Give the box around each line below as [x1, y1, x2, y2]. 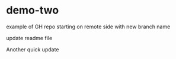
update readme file [6, 34, 53, 41]
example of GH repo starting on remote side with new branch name [6, 23, 171, 30]
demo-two [6, 4, 59, 17]
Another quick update [6, 45, 59, 53]
